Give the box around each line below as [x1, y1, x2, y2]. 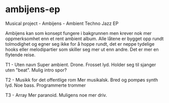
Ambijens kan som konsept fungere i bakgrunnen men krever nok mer [5, 30, 152, 36]
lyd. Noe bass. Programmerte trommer [5, 82, 86, 88]
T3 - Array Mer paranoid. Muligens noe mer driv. [5, 92, 107, 98]
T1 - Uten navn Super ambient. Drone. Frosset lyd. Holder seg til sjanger [5, 61, 156, 67]
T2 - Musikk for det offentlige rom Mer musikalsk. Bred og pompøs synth [5, 77, 158, 83]
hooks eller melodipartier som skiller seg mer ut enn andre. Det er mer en [5, 46, 159, 52]
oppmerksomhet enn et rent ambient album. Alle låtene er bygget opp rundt [5, 36, 164, 42]
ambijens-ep [5, 4, 60, 15]
